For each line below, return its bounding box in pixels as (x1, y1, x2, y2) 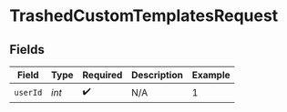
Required (82, 69, 123, 81)
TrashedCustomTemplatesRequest (9, 5, 279, 26)
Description (131, 69, 184, 81)
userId (14, 87, 43, 97)
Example (191, 69, 231, 81)
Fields (9, 42, 46, 57)
